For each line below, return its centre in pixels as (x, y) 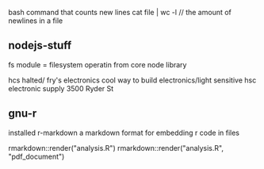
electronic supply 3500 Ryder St (61, 88)
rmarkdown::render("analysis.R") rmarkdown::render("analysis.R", (116, 148)
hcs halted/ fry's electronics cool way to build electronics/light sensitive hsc (132, 80)
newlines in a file (36, 21)
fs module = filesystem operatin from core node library (98, 64)
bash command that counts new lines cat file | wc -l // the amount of (120, 12)
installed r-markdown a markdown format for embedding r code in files (124, 133)
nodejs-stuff (40, 46)
